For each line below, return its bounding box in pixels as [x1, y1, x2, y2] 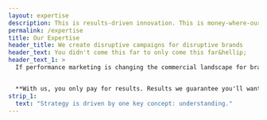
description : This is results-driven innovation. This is [8, 19, 204, 27]
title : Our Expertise [8, 33, 80, 42]
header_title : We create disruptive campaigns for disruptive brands [8, 41, 244, 49]
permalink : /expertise [8, 26, 83, 34]
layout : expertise [8, 11, 69, 20]
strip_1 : [8, 92, 37, 100]
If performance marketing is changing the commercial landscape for [15, 64, 247, 72]
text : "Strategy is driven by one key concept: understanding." [15, 99, 233, 107]
